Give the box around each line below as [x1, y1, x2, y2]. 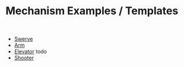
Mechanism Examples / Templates [5, 4, 179, 18]
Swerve [14, 35, 33, 42]
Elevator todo [14, 47, 47, 55]
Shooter [14, 54, 34, 61]
